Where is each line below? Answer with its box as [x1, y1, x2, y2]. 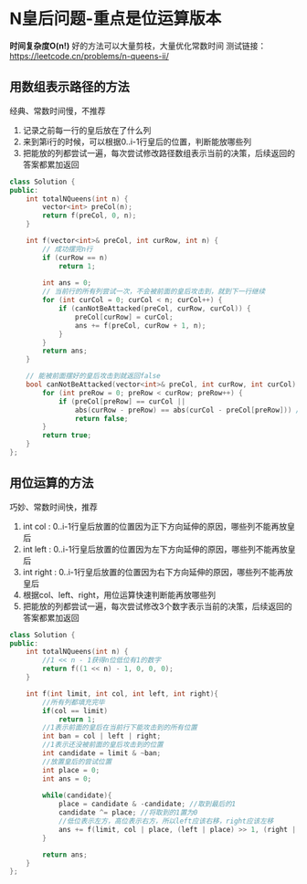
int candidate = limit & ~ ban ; [42, 749, 162, 758]
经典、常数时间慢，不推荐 [9, 105, 106, 116]
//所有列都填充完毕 [42, 698, 105, 707]
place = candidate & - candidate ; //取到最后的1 [58, 800, 237, 809]
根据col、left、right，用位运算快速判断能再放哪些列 [22, 589, 217, 600]
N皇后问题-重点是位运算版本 [9, 8, 222, 29]
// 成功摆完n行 [42, 244, 93, 254]
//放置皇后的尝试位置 [42, 757, 112, 766]
